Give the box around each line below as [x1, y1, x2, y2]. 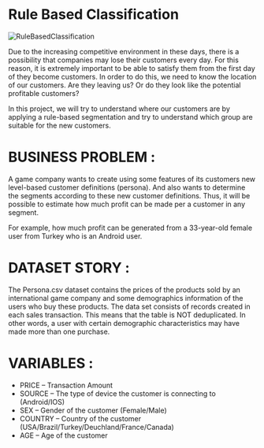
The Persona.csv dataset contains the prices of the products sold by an [8, 285, 240, 294]
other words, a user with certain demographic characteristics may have [8, 318, 240, 328]
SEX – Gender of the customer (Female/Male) [19, 405, 167, 415]
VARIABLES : [8, 354, 94, 372]
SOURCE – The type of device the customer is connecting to [19, 388, 217, 398]
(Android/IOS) [19, 397, 65, 406]
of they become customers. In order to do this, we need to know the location [8, 72, 257, 81]
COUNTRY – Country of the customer [19, 413, 142, 423]
